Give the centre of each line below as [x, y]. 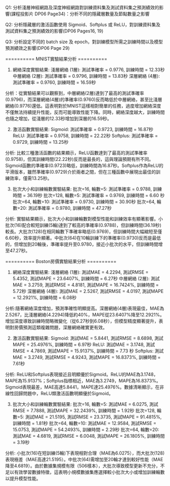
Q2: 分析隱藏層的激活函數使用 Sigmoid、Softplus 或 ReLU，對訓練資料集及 [83, 25]
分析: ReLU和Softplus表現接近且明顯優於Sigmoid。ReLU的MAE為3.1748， [82, 374]
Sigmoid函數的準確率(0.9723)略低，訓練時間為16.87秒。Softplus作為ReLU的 [84, 166]
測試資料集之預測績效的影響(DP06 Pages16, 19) [54, 31]
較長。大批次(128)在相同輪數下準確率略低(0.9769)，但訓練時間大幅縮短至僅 [84, 232]
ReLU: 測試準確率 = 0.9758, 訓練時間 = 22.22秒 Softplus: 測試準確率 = [85, 136]
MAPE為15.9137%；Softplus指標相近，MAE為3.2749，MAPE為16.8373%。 [83, 381]
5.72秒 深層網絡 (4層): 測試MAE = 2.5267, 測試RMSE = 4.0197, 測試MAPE [88, 291]
